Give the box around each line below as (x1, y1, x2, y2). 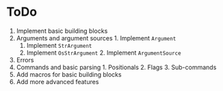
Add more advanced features (16, 77, 99, 86)
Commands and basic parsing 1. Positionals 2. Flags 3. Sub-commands (16, 63, 217, 71)
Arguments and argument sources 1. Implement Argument (16, 34, 176, 42)
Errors (16, 55, 34, 64)
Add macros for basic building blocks (16, 70, 122, 79)
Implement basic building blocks (16, 27, 108, 35)
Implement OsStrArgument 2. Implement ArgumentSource (26, 49, 182, 57)
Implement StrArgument (26, 41, 92, 49)
